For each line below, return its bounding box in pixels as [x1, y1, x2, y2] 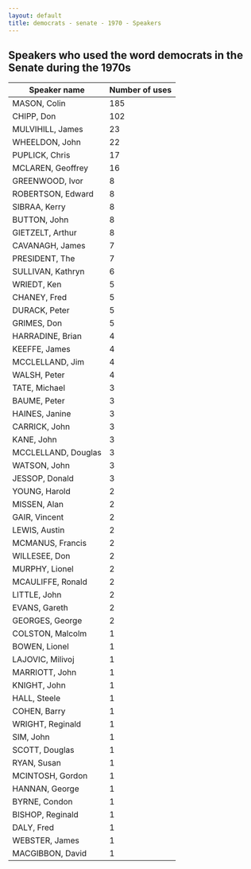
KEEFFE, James [12, 344, 71, 355]
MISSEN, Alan [12, 499, 64, 510]
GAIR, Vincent [12, 512, 64, 523]
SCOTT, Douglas [12, 745, 75, 756]
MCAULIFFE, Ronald [12, 576, 87, 587]
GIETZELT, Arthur [12, 228, 77, 239]
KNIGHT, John [12, 680, 66, 691]
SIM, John [12, 731, 50, 742]
